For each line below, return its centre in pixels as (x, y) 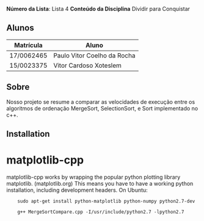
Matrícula (28, 45)
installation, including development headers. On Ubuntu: (77, 190)
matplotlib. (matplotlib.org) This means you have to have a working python (100, 183)
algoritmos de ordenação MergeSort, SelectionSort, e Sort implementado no (102, 108)
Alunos (20, 28)
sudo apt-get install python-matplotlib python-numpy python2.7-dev (106, 201)
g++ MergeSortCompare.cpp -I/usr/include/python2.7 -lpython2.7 (101, 212)
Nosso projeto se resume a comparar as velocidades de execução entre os (101, 102)
